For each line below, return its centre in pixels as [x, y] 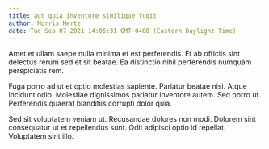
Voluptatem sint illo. [41, 136]
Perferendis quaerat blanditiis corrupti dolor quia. [90, 103]
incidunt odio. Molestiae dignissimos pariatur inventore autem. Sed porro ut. [134, 95]
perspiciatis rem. [36, 71]
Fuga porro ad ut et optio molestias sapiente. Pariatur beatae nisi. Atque [128, 86]
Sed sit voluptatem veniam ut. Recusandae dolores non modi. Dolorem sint [132, 119]
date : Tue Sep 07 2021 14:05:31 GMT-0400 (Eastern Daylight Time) [122, 31]
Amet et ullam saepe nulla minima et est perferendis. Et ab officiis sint [124, 54]
